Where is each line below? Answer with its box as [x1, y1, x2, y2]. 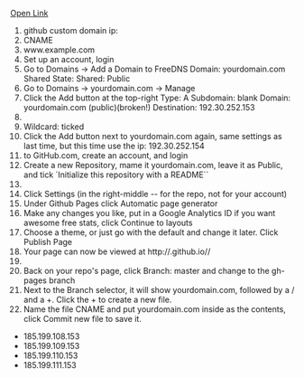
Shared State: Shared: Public [23, 73, 131, 84]
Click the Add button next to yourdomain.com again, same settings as [23, 131, 282, 141]
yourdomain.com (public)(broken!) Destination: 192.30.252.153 [23, 102, 255, 112]
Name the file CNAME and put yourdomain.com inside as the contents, [23, 304, 287, 315]
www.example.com [23, 44, 96, 55]
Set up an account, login [23, 54, 115, 64]
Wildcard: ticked [23, 121, 85, 132]
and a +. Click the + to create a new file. [23, 294, 172, 305]
